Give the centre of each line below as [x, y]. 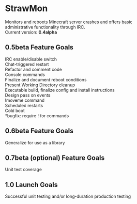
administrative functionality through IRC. [45, 27]
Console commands [25, 74]
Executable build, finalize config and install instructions [60, 90]
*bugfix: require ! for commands [37, 116]
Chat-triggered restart [27, 64]
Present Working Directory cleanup [40, 85]
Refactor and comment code [33, 69]
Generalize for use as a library [35, 142]
